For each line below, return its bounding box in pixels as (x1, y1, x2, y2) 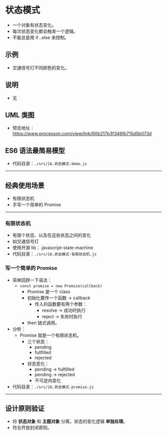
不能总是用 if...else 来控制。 (12, 34, 69, 40)
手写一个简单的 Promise (12, 202, 61, 208)
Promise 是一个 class (27, 288, 71, 294)
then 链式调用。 (27, 320, 60, 326)
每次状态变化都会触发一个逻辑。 (12, 28, 78, 34)
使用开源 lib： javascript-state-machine (12, 245, 93, 251)
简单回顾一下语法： (12, 277, 52, 283)
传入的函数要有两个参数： (34, 301, 87, 307)
